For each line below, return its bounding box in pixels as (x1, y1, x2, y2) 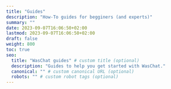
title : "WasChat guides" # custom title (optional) (11, 57, 140, 63)
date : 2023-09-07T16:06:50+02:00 (6, 25, 88, 31)
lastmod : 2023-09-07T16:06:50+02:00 (6, 30, 95, 36)
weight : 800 (6, 42, 35, 47)
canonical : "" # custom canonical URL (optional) (11, 69, 134, 74)
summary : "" (6, 19, 35, 25)
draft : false (6, 36, 38, 42)
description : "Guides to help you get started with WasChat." (11, 63, 166, 69)
